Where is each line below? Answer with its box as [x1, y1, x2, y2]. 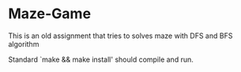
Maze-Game [8, 5, 92, 23]
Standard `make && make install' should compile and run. [8, 55, 194, 64]
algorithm [8, 39, 40, 48]
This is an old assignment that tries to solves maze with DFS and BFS [8, 31, 233, 40]
